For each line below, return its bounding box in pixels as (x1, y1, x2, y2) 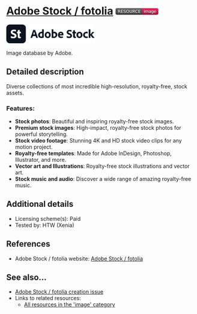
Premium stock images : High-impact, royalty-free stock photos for (14, 125, 181, 132)
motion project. (14, 143, 53, 151)
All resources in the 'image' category (23, 301, 115, 308)
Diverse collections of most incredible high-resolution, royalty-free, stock (6, 82, 187, 90)
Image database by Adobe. (6, 49, 73, 57)
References (6, 239, 50, 249)
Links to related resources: (14, 295, 81, 302)
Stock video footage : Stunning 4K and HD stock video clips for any (14, 137, 182, 144)
